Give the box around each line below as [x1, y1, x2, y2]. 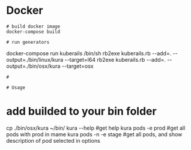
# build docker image [6, 23, 61, 29]
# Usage [6, 85, 26, 91]
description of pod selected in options [6, 137, 100, 144]
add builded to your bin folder [6, 104, 157, 118]
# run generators [6, 39, 50, 45]
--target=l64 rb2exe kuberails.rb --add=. [64, 56, 166, 63]
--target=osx [61, 62, 94, 70]
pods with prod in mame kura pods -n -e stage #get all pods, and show [6, 130, 183, 138]
